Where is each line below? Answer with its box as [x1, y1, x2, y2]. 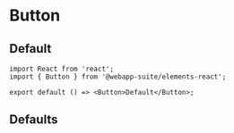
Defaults [9, 112, 58, 128]
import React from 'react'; [9, 64, 115, 73]
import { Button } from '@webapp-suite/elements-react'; [9, 72, 227, 81]
